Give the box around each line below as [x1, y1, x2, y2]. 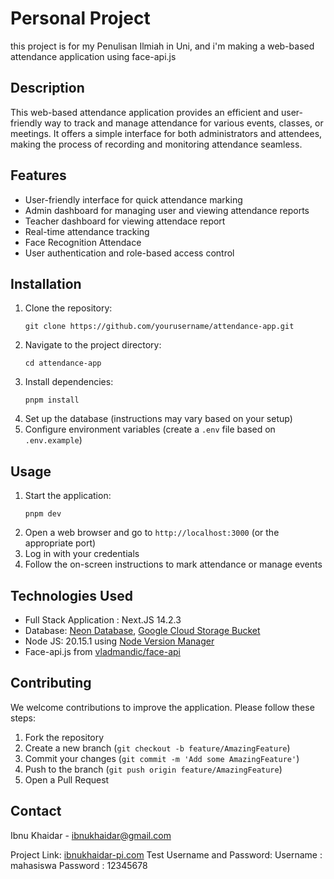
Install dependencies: [24, 376, 114, 388]
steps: [10, 712, 36, 724]
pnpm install [24, 395, 80, 406]
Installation [10, 275, 82, 292]
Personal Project [10, 7, 151, 30]
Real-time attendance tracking [24, 225, 150, 237]
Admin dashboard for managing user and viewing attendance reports [24, 204, 310, 216]
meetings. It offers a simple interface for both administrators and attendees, [10, 127, 323, 139]
